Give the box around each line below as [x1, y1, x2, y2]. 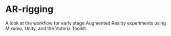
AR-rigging [5, 3, 54, 15]
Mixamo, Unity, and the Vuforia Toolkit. [5, 25, 88, 31]
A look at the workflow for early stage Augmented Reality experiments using [5, 20, 166, 26]
